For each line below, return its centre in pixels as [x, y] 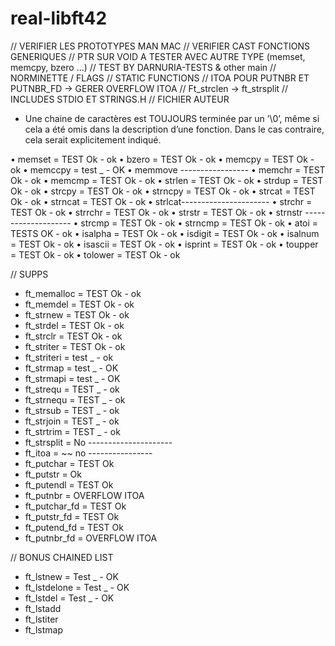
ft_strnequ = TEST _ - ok [75, 399]
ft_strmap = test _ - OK [71, 368]
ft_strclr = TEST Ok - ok [73, 336]
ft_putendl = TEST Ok [69, 484]
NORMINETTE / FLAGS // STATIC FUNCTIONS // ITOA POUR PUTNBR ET [160, 78]
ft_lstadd [43, 608]
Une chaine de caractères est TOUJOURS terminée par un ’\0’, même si [172, 118]
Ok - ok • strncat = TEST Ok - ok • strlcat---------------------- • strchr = [161, 201]
